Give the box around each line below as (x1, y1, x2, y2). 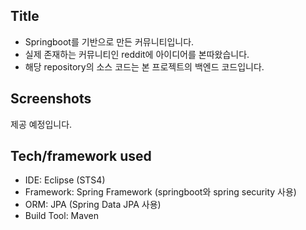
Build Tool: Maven (24, 210, 99, 222)
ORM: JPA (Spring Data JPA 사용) (24, 199, 162, 211)
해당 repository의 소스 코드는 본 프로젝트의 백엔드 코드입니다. (24, 60, 265, 73)
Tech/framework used (10, 148, 152, 165)
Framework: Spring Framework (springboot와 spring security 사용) (24, 186, 297, 198)
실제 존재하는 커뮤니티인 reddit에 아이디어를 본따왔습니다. (24, 48, 250, 60)
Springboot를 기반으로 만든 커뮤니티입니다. (24, 35, 195, 48)
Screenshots (10, 90, 92, 108)
